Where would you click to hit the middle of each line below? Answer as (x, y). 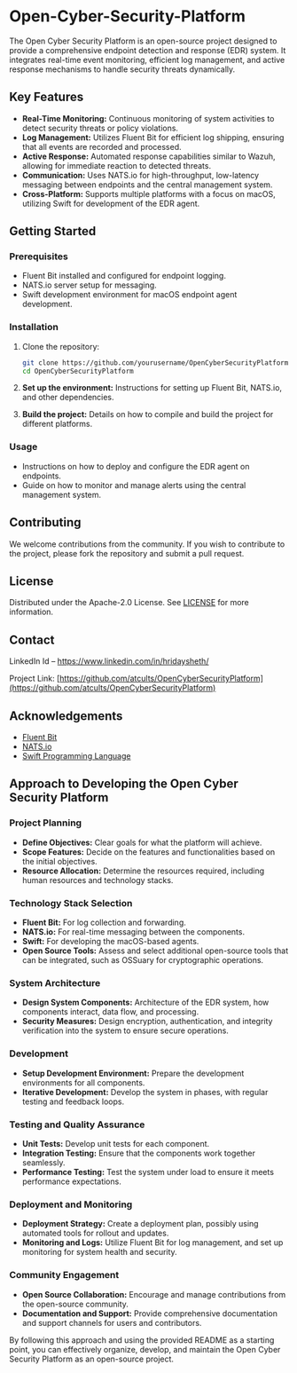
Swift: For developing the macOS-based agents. (110, 942)
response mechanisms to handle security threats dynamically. (122, 69)
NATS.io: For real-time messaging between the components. (133, 932)
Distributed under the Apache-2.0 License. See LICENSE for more (129, 603)
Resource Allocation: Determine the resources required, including (143, 871)
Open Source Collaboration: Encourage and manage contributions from (154, 1294)
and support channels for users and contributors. (112, 1322)
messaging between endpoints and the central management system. (147, 185)
